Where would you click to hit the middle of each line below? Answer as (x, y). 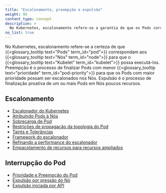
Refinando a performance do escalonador (55, 142)
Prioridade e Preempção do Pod (45, 175)
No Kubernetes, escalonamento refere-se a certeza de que (65, 47)
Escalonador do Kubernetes (41, 111)
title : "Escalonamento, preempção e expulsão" (54, 10)
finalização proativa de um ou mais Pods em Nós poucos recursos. (73, 83)
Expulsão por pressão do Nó (41, 180)
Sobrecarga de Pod (32, 121)
